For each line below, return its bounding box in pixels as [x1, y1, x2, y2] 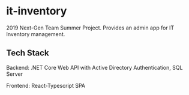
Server [6, 70, 23, 78]
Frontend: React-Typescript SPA [6, 82, 86, 89]
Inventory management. [6, 30, 65, 37]
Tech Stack [6, 48, 49, 58]
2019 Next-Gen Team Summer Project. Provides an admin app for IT [6, 24, 175, 31]
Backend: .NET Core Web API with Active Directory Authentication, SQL [6, 64, 183, 71]
